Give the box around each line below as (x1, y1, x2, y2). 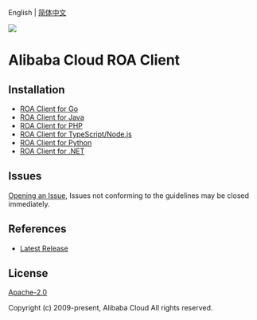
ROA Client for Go (19, 104, 78, 113)
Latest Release (19, 243, 69, 253)
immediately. (8, 199, 50, 208)
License (8, 267, 49, 280)
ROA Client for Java (19, 113, 85, 122)
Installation (8, 83, 65, 97)
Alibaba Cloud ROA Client (8, 51, 181, 69)
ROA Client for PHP (19, 121, 84, 130)
